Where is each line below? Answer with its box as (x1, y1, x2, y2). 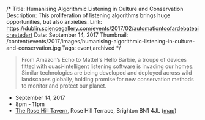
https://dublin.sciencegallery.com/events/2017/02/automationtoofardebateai (6, 24, 199, 32)
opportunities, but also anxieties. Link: (6, 18, 102, 25)
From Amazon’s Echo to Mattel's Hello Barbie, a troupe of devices (21, 56, 187, 63)
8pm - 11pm (15, 100, 45, 108)
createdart (6, 31, 33, 39)
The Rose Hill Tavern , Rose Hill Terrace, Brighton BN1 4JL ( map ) (15, 107, 177, 114)
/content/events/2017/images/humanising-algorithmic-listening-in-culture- (6, 38, 195, 45)
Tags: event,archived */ (62, 44, 121, 51)
